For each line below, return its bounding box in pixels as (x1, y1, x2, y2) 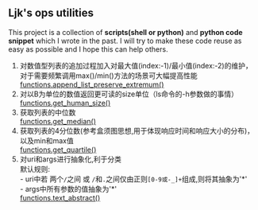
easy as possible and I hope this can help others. (8, 44, 168, 54)
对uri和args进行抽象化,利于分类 (19, 154, 121, 164)
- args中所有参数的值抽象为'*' (19, 184, 117, 193)
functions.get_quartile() (19, 145, 97, 154)
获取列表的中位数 (19, 107, 76, 117)
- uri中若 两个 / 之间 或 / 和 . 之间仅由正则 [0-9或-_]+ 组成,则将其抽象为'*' (19, 174, 248, 184)
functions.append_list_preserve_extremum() (19, 80, 164, 89)
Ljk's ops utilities (8, 6, 94, 20)
